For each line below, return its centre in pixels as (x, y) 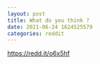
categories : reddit (36, 33)
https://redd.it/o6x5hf (39, 53)
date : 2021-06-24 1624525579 (50, 27)
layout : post (26, 14)
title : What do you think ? (49, 20)
